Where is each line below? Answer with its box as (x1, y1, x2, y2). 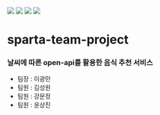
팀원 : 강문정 (17, 92, 51, 100)
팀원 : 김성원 (17, 83, 51, 92)
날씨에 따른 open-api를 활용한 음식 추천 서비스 (7, 58, 154, 68)
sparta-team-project (7, 32, 129, 48)
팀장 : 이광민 (17, 75, 51, 83)
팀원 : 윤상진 (17, 100, 51, 109)
